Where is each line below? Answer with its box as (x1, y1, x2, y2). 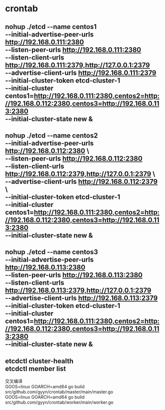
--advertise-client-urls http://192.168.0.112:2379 (5, 177, 158, 186)
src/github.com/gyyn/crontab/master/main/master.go (5, 389, 113, 395)
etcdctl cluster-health (5, 357, 74, 365)
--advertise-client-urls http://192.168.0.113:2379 (5, 294, 158, 302)
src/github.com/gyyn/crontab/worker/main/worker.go (5, 399, 114, 406)
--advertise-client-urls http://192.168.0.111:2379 (5, 68, 157, 77)
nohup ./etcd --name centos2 (5, 131, 98, 140)
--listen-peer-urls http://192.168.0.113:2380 (5, 271, 143, 279)
